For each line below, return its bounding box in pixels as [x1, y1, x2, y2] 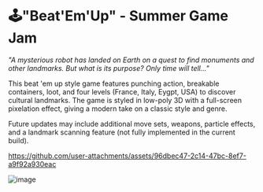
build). [8, 135, 29, 145]
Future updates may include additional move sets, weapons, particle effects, [8, 119, 256, 128]
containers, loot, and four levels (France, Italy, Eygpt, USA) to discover [8, 87, 236, 96]
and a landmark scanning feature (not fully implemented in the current [8, 127, 236, 137]
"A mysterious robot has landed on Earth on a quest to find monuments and [8, 55, 254, 65]
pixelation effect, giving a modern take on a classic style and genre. [8, 104, 228, 113]
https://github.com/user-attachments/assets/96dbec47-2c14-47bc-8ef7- [8, 151, 246, 161]
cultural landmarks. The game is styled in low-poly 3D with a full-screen [8, 95, 243, 105]
